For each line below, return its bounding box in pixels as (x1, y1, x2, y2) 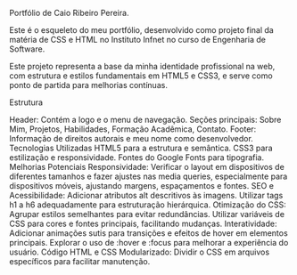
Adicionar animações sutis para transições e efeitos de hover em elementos (9, 228, 288, 239)
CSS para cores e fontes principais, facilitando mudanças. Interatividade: (9, 218, 277, 229)
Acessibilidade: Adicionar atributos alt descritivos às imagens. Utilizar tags (9, 190, 284, 200)
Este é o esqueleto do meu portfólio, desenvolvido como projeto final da (9, 25, 274, 35)
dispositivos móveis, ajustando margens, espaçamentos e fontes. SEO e (9, 181, 275, 190)
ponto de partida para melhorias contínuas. (9, 80, 168, 90)
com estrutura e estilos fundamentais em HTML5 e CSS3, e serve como (9, 70, 274, 81)
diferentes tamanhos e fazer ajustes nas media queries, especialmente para (9, 171, 288, 182)
